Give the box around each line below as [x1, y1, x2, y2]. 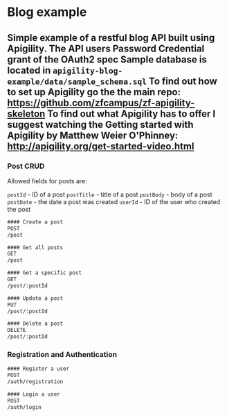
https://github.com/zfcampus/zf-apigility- [7, 97, 195, 108]
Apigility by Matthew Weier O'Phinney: [7, 129, 179, 141]
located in [7, 64, 51, 76]
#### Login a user [7, 390, 60, 398]
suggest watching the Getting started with [7, 119, 194, 131]
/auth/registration [7, 378, 64, 385]
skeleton [7, 108, 46, 119]
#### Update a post [7, 294, 64, 302]
